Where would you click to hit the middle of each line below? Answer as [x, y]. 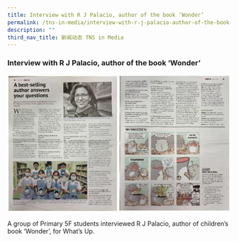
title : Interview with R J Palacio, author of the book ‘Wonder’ [106, 15]
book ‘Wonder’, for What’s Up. [51, 231]
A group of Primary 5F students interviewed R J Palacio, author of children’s [118, 224]
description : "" [31, 30]
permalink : [23, 22]
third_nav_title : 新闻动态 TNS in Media [66, 38]
